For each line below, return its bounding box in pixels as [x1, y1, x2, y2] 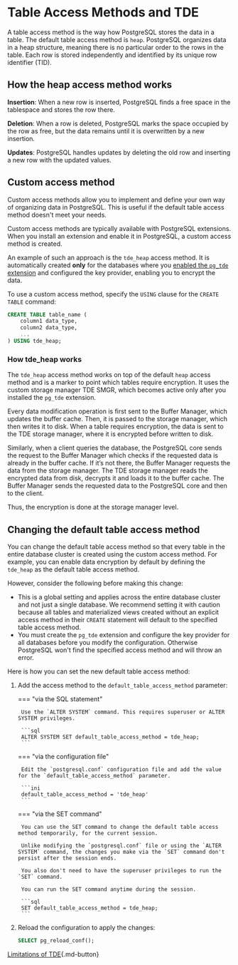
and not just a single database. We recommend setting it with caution [17, 600, 220, 609]
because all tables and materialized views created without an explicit [17, 608, 219, 616]
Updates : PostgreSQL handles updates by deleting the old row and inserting [7, 148, 231, 157]
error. [17, 654, 34, 662]
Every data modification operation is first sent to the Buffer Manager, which [7, 407, 227, 416]
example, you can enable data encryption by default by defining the [7, 557, 206, 567]
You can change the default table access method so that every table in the [7, 542, 225, 551]
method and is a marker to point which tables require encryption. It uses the [7, 378, 229, 387]
